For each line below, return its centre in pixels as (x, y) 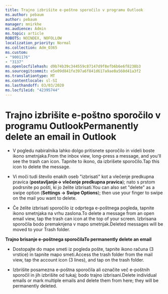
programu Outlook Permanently (72, 126)
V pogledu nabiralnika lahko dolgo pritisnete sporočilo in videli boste (83, 151)
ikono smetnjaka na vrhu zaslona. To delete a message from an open (83, 213)
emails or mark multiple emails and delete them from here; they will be (86, 281)
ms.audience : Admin (26, 29)
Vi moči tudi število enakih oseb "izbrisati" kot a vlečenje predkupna (83, 177)
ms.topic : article (24, 33)
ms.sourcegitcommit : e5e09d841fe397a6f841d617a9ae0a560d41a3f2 (73, 71)
